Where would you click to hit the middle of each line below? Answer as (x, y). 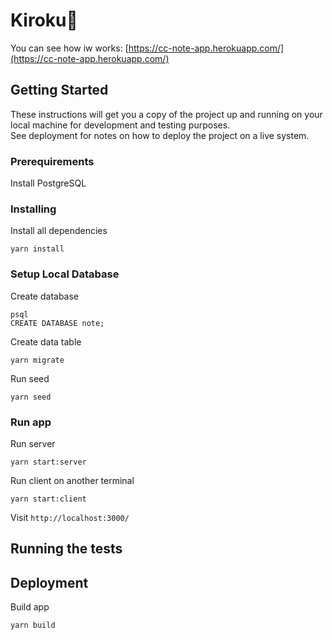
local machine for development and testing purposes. (120, 125)
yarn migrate (37, 360)
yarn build (33, 625)
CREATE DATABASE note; (57, 323)
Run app (31, 422)
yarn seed (31, 397)
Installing (33, 209)
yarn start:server (48, 462)
